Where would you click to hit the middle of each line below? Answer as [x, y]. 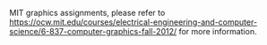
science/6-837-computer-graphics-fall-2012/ [93, 31]
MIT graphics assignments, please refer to [87, 13]
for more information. [218, 31]
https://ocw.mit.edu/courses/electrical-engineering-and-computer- [133, 22]
